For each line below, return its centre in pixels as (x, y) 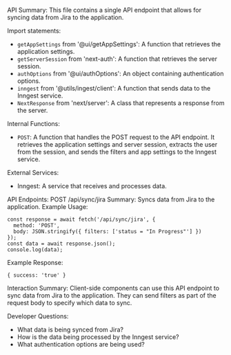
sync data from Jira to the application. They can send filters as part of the (112, 295)
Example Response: (35, 263)
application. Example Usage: (48, 207)
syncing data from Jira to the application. (66, 17)
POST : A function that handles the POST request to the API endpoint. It (116, 137)
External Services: (33, 173)
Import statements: (34, 31)
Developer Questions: (38, 316)
